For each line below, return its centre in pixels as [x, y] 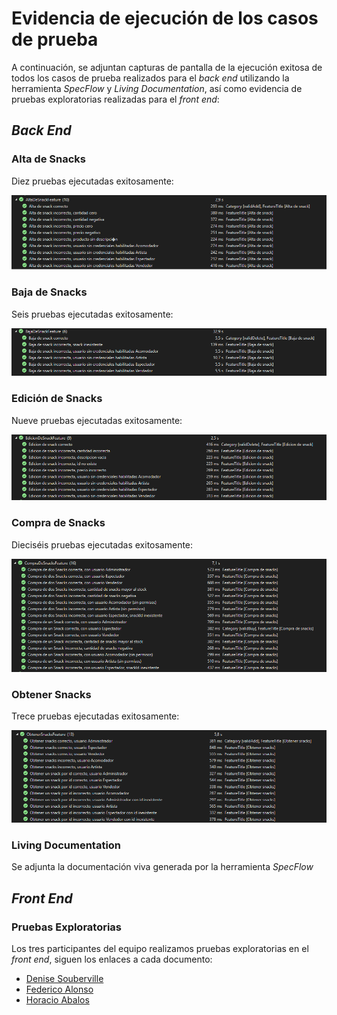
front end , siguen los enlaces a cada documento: [112, 959]
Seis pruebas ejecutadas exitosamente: [92, 314]
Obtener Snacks [51, 694]
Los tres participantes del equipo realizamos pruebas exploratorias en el [160, 949]
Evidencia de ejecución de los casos [165, 18]
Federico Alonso [59, 989]
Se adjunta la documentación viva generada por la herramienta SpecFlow [162, 867]
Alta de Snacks [48, 159]
